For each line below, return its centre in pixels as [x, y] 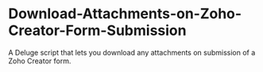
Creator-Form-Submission [97, 30]
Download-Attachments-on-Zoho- [125, 14]
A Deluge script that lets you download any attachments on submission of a [132, 52]
